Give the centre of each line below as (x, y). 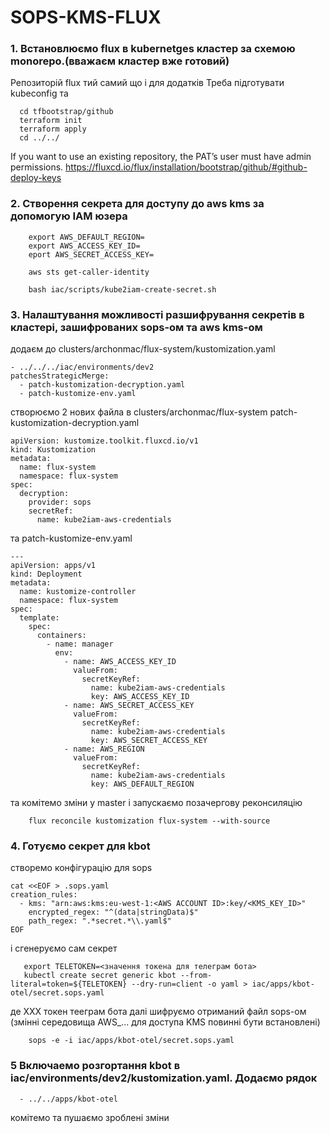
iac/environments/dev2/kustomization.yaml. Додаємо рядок (164, 1078)
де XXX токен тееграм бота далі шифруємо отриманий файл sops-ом (158, 1012)
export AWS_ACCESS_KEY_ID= (84, 246)
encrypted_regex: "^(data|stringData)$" (113, 912)
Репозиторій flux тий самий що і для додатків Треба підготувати (147, 83)
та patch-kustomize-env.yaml (71, 538)
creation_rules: (44, 895)
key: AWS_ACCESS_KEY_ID (140, 697)
